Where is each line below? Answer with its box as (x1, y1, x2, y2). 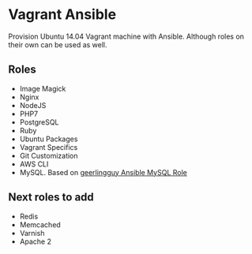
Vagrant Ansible (8, 6, 117, 24)
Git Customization (19, 151, 78, 160)
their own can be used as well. (8, 39, 108, 49)
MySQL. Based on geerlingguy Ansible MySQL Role (19, 167, 187, 177)
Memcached (19, 219, 61, 230)
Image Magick (19, 84, 66, 93)
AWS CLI (19, 159, 49, 169)
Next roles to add (8, 191, 95, 204)
